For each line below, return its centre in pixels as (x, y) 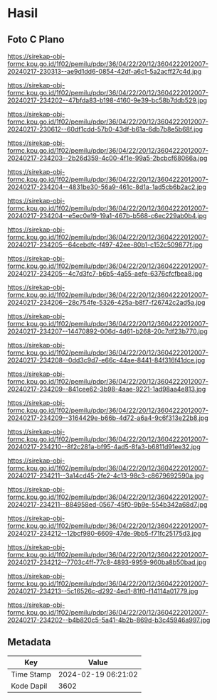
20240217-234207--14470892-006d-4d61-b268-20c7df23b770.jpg (107, 331)
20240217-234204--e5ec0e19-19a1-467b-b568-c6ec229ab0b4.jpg (107, 216)
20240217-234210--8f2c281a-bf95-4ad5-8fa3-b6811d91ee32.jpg (104, 447)
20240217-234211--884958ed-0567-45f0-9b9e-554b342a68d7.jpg (107, 505)
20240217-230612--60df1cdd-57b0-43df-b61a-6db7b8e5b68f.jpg (105, 129)
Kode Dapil (29, 686)
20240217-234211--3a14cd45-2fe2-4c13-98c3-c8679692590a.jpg (106, 475)
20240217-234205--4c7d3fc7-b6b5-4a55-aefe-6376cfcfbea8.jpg (105, 274)
